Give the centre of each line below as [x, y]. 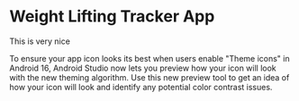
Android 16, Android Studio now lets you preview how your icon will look [143, 68]
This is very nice [40, 41]
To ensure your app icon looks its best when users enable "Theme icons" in [149, 58]
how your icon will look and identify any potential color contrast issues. [141, 87]
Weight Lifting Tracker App [112, 17]
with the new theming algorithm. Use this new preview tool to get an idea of [149, 77]
